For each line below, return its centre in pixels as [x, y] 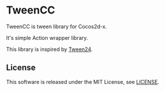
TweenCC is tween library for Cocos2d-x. [57, 26]
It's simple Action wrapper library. [47, 38]
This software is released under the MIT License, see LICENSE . [83, 82]
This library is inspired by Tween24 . [49, 49]
